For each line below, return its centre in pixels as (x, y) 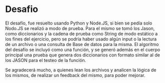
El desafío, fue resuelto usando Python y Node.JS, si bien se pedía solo (79, 23)
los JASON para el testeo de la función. (46, 60)
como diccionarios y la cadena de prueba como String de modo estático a (81, 33)
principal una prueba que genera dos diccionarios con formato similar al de (82, 55)
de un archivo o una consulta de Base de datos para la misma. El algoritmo (82, 44)
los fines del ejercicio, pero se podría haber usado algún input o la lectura (81, 39)
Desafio (22, 9)
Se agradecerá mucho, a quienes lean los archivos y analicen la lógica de (81, 70)
